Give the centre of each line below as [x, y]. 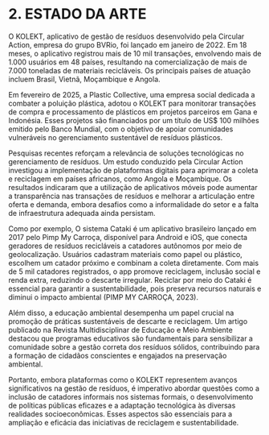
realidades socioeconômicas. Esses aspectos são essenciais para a [120, 414]
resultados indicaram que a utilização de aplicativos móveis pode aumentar [133, 187]
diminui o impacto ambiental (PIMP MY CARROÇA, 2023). [104, 297]
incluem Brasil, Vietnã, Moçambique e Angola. [84, 79]
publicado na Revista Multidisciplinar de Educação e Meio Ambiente [120, 329]
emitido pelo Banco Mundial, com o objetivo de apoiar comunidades [121, 129]
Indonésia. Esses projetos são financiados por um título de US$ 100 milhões [134, 120]
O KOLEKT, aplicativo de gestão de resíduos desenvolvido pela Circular [126, 36]
